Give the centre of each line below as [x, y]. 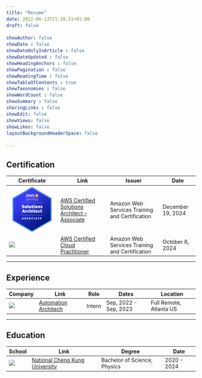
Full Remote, [166, 303]
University [44, 367]
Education [26, 335]
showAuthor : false [29, 38]
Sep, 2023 [119, 309]
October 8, [176, 242]
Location [172, 294]
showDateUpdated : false [37, 57]
